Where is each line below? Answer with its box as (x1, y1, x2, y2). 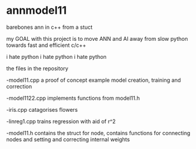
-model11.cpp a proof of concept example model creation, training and (6, 76, 181, 84)
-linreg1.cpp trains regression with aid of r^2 (6, 118, 116, 125)
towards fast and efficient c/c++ (6, 41, 86, 49)
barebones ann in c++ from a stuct (6, 23, 93, 31)
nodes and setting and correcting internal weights (6, 136, 130, 143)
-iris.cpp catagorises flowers (6, 106, 78, 113)
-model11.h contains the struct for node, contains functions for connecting (6, 129, 191, 136)
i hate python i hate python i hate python (6, 53, 107, 60)
